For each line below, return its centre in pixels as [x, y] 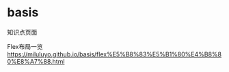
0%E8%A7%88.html [36, 61]
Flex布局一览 [25, 46]
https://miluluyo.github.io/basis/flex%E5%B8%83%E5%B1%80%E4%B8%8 [114, 54]
